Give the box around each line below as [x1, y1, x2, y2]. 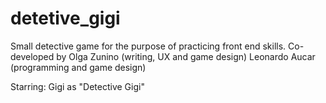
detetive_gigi [10, 7, 121, 30]
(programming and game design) [10, 61, 147, 73]
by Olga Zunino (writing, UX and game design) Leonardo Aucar [56, 50, 316, 62]
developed [10, 50, 55, 62]
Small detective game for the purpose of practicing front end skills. [10, 40, 287, 52]
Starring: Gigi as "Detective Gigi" [10, 80, 145, 92]
